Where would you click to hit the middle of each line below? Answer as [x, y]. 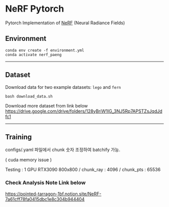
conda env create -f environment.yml [45, 50]
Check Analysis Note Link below [46, 183]
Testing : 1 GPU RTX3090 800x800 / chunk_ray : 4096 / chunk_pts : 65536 [83, 170]
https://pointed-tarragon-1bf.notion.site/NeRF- [53, 194]
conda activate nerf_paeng [33, 55]
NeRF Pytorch [35, 9]
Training [19, 137]
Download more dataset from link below [47, 106]
